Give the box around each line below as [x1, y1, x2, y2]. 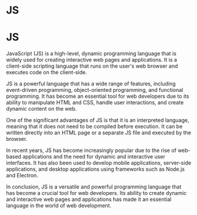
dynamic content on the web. [6, 105, 77, 113]
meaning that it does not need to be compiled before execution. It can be [6, 123, 183, 130]
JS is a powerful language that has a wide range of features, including [6, 80, 176, 87]
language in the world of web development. [6, 202, 112, 209]
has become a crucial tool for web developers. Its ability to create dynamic [6, 190, 187, 197]
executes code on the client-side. [6, 69, 87, 76]
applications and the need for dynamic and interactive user [22, 153, 166, 160]
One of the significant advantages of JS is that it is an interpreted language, [6, 117, 189, 124]
